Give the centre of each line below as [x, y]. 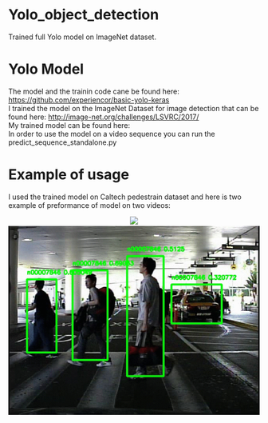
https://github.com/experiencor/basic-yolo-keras [89, 100]
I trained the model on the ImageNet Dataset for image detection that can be [134, 108]
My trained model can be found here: [69, 125]
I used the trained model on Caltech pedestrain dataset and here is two [125, 197]
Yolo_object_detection [84, 15]
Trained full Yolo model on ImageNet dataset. [83, 37]
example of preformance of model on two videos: [90, 205]
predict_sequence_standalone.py [63, 142]
